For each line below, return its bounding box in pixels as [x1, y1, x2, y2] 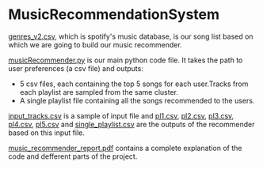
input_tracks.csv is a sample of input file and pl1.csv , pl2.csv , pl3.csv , [8, 111, 234, 120]
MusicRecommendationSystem [8, 6, 220, 24]
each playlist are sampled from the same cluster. [19, 87, 179, 96]
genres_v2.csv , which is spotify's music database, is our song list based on [8, 32, 253, 41]
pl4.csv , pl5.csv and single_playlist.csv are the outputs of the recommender [8, 119, 255, 129]
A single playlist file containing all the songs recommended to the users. [19, 96, 255, 105]
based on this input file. [8, 128, 85, 137]
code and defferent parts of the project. [8, 152, 138, 161]
